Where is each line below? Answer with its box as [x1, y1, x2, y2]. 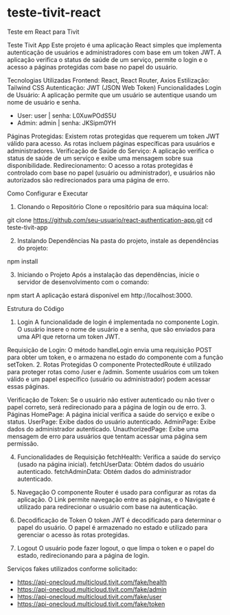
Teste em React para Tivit [7, 28, 80, 36]
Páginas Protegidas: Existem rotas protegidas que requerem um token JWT [7, 132, 220, 140]
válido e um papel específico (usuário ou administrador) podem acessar [7, 375, 211, 383]
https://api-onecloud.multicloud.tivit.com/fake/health [16, 578, 167, 586]
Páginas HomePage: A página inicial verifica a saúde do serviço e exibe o [7, 410, 215, 418]
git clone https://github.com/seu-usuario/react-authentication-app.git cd [7, 215, 213, 224]
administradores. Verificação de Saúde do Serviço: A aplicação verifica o [7, 147, 214, 155]
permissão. [7, 439, 39, 448]
